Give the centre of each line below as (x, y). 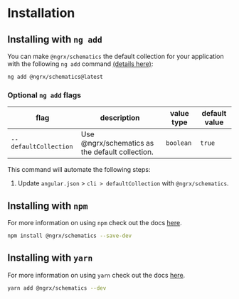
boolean (179, 143)
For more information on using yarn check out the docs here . (96, 275)
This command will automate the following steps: (79, 170)
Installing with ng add (55, 39)
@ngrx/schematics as (117, 143)
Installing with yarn (50, 258)
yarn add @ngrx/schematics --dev (57, 288)
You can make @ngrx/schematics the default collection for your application (116, 56)
